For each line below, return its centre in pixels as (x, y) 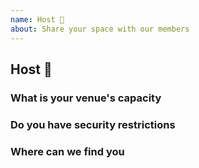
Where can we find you (67, 151)
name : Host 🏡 (37, 19)
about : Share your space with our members (100, 29)
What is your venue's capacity (86, 98)
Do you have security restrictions (93, 124)
